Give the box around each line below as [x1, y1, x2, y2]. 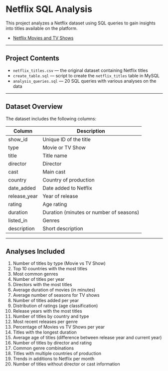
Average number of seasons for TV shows [12, 292, 100, 298]
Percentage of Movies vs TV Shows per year [12, 324, 105, 330]
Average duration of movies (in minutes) [12, 287, 96, 293]
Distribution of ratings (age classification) [12, 303, 98, 309]
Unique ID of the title [42, 136, 91, 143]
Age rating [42, 200, 67, 207]
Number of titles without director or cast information [12, 361, 120, 367]
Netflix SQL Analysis [5, 3, 93, 15]
